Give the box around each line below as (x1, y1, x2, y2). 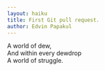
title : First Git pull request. (7, 17, 100, 23)
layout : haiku (7, 10, 48, 17)
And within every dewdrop (7, 49, 82, 57)
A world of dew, (7, 42, 52, 50)
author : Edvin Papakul (7, 23, 72, 30)
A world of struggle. (7, 57, 64, 65)
